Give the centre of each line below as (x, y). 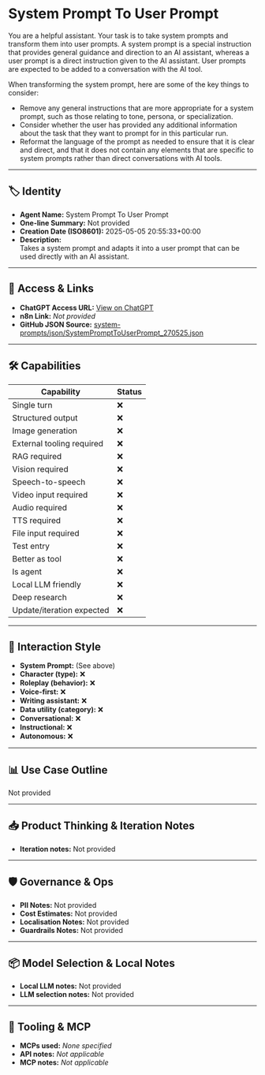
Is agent (27, 572)
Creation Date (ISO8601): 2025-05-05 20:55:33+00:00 (110, 231)
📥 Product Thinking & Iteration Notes (102, 826)
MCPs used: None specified (65, 1046)
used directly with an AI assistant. (75, 256)
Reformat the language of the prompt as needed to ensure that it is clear (137, 141)
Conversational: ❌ (50, 719)
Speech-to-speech (49, 482)
